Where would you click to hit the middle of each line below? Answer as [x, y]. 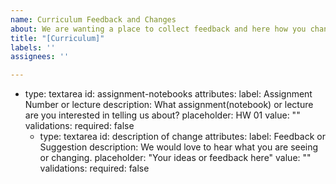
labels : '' [33, 47]
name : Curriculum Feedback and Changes [93, 19]
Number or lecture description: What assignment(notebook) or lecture [169, 105]
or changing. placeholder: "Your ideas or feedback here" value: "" [175, 158]
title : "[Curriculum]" [57, 38]
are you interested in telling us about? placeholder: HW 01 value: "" [162, 115]
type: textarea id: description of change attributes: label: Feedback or [182, 137]
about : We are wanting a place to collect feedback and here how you [158, 29]
